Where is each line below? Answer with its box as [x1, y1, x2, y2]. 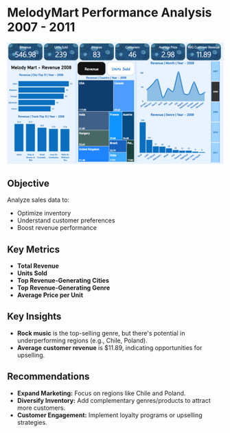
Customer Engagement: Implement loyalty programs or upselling [16, 410, 203, 419]
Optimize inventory [16, 209, 71, 218]
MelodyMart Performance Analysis [7, 5, 212, 21]
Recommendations [7, 371, 90, 382]
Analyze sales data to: [7, 196, 70, 204]
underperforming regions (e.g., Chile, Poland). [16, 336, 148, 344]
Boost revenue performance [16, 224, 97, 232]
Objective [7, 177, 50, 189]
